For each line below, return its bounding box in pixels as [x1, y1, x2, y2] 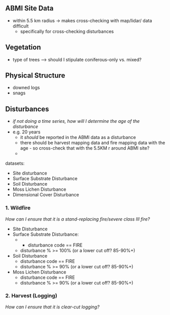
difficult [12, 23, 29, 29]
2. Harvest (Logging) [5, 292, 57, 299]
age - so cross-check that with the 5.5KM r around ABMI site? [20, 145, 150, 151]
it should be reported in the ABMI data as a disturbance [20, 134, 136, 141]
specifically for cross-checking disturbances [20, 28, 114, 34]
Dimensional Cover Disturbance [12, 192, 80, 198]
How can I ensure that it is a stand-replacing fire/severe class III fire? [5, 216, 150, 222]
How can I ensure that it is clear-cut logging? [5, 304, 100, 310]
